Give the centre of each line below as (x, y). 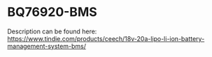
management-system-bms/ (47, 46)
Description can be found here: (52, 31)
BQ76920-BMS (52, 12)
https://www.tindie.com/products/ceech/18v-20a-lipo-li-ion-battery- (106, 38)
